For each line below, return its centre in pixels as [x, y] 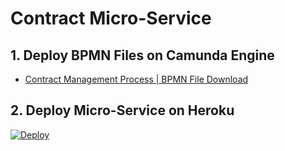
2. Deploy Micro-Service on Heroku [122, 110]
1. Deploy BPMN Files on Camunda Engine [142, 55]
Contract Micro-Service [111, 18]
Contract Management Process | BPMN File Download [136, 79]
